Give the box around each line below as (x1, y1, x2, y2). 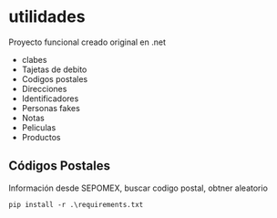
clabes (21, 54, 47, 65)
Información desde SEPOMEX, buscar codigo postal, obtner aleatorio (8, 182, 268, 193)
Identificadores (21, 93, 79, 104)
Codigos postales (21, 73, 88, 84)
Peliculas (21, 121, 56, 133)
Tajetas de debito (21, 64, 87, 75)
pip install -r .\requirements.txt (8, 200, 144, 209)
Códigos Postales (8, 158, 111, 174)
